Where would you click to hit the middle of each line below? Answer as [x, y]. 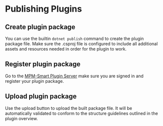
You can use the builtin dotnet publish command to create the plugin [74, 38]
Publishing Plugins [44, 9]
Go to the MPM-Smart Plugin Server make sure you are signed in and [74, 76]
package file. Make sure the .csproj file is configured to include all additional [81, 44]
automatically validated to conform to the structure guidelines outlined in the [81, 113]
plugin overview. [21, 118]
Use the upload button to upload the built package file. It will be [69, 108]
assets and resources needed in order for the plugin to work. [66, 49]
